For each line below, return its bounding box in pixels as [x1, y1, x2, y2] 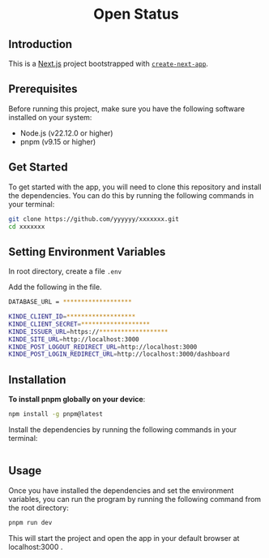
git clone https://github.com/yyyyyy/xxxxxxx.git [8, 214, 180, 223]
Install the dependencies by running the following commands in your [8, 425, 237, 435]
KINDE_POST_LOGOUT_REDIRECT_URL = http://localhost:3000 [8, 343, 198, 351]
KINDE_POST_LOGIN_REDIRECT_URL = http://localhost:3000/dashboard [8, 350, 230, 358]
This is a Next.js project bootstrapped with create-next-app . [8, 58, 209, 68]
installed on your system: [8, 112, 92, 122]
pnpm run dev [8, 518, 53, 526]
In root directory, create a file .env [8, 266, 122, 276]
